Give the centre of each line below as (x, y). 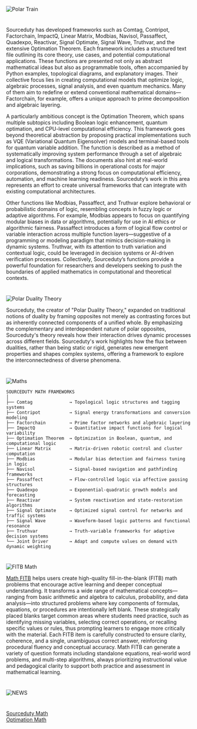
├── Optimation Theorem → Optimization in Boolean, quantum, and (89, 438)
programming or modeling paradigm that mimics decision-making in (88, 240)
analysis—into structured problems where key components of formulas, (93, 603)
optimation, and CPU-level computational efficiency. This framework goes (96, 129)
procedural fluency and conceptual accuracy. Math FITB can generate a (93, 647)
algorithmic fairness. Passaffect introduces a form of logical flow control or (97, 228)
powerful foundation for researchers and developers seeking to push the (94, 266)
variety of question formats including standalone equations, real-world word (98, 653)
